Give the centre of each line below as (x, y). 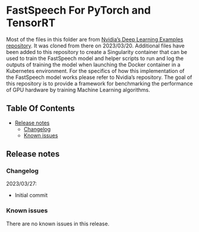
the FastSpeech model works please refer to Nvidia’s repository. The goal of (99, 77)
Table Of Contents (41, 108)
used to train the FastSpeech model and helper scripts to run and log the (95, 58)
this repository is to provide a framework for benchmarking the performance (99, 83)
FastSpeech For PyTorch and (79, 10)
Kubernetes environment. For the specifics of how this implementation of (95, 71)
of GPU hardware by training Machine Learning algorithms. (78, 90)
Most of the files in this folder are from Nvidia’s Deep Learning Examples (95, 39)
